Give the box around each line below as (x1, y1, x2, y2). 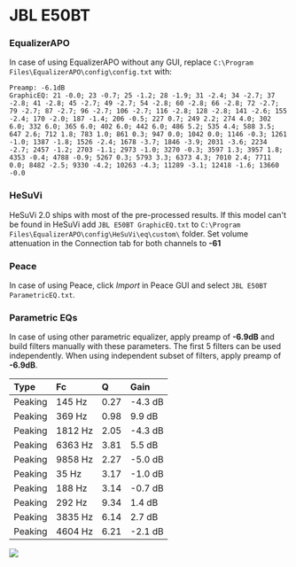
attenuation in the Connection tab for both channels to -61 (9, 237, 222, 248)
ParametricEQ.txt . (9, 290, 75, 300)
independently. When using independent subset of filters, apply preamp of (9, 351, 282, 361)
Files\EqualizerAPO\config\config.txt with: (9, 66, 173, 77)
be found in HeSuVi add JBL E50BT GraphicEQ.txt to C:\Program (9, 219, 241, 229)
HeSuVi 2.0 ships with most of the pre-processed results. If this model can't (9, 209, 286, 220)
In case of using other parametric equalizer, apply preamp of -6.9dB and (9, 331, 275, 342)
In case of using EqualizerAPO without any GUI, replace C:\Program (9, 57, 254, 67)
